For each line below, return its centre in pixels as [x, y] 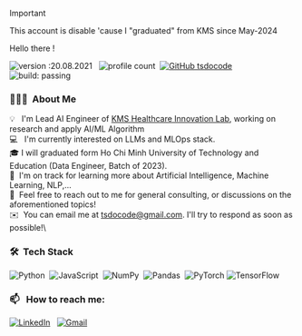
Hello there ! [32, 48]
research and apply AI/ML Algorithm [77, 129]
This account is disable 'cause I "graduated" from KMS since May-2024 [144, 30]
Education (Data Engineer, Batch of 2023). [88, 166]
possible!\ [28, 228]
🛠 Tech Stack [42, 252]
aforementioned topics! [53, 204]
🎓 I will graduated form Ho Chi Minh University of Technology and [134, 153]
